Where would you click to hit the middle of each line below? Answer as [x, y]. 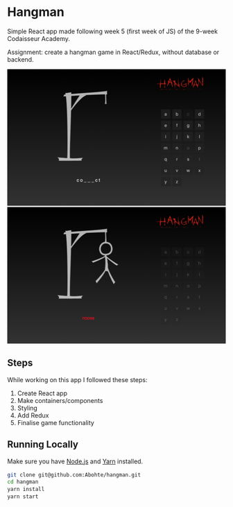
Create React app [42, 393]
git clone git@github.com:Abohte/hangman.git [74, 475]
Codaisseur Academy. [39, 38]
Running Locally [43, 445]
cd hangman [23, 482]
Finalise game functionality [56, 422]
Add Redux [33, 415]
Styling [27, 408]
